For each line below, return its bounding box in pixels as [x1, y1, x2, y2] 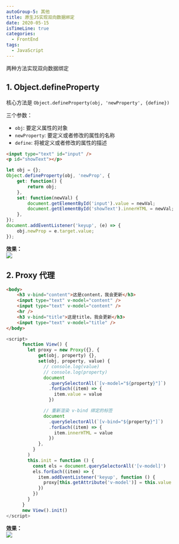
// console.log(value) [43, 363, 100, 369]
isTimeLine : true [6, 25, 49, 32]
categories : [6, 31, 36, 37]
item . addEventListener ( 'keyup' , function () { [37, 474, 156, 480]
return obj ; [27, 184, 58, 189]
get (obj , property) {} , [37, 353, 97, 359]
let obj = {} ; [6, 167, 42, 173]
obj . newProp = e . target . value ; [17, 228, 95, 234]
